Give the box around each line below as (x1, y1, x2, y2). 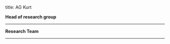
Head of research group (5, 14, 57, 19)
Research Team (5, 28, 39, 34)
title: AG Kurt (5, 4, 32, 10)
